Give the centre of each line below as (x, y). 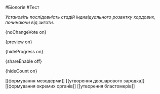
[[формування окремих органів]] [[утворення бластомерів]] (70, 86)
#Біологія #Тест (22, 7)
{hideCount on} (21, 71)
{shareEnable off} (24, 61)
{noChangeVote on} (26, 32)
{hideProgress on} (24, 52)
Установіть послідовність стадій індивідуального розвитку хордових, (81, 17)
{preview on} (19, 42)
